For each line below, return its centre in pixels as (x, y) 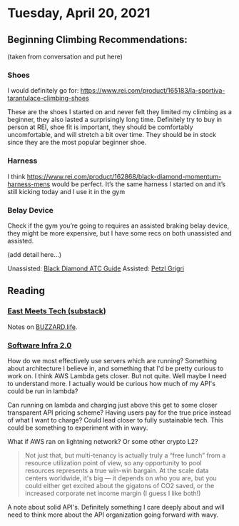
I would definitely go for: (43, 91)
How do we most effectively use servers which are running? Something (112, 360)
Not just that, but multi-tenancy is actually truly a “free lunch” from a (125, 455)
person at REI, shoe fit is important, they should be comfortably (101, 127)
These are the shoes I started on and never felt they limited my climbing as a (119, 112)
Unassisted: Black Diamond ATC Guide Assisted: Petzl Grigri (96, 268)
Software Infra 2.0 (40, 345)
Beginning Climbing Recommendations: (97, 40)
